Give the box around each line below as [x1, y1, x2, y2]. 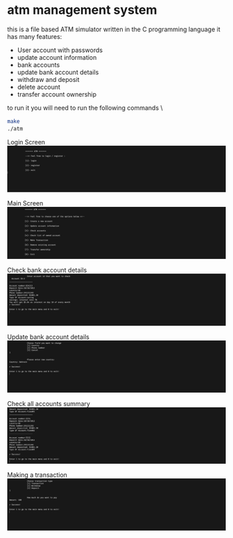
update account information [17, 53, 97, 61]
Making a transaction [7, 471, 68, 479]
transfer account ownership [17, 90, 97, 99]
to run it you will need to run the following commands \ [7, 103, 163, 112]
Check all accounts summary [7, 400, 90, 408]
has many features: [7, 32, 62, 40]
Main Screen [7, 199, 44, 207]
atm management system [7, 2, 157, 18]
